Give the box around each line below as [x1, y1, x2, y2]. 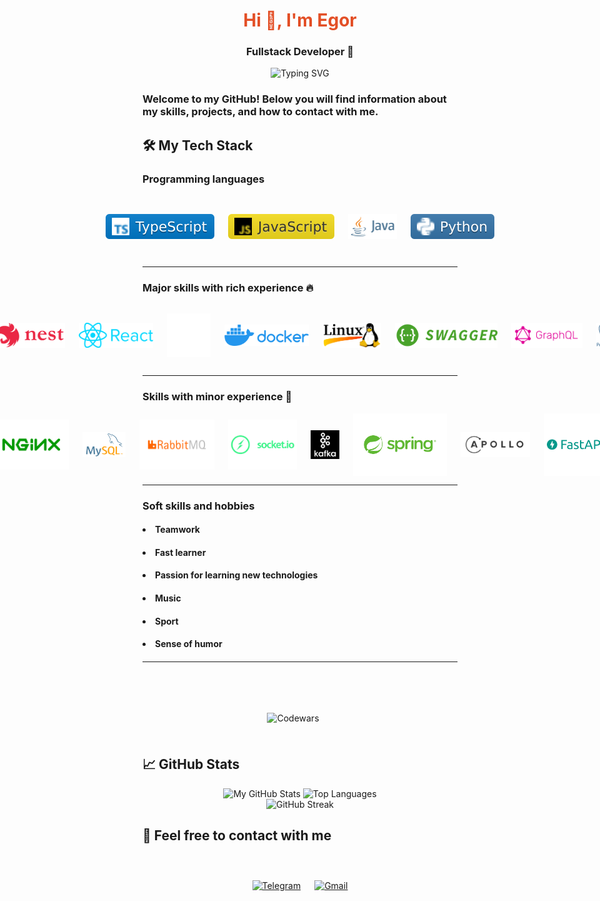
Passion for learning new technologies [155, 569, 319, 581]
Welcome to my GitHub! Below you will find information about [142, 92, 447, 106]
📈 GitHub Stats [142, 756, 240, 773]
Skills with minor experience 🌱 [142, 390, 293, 404]
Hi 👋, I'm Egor [243, 9, 357, 32]
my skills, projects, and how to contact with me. [142, 105, 379, 119]
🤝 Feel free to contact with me [142, 827, 332, 844]
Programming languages [142, 172, 265, 186]
